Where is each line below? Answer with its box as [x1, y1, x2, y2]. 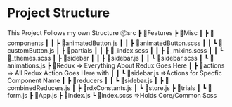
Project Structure [7, 5, 110, 21]
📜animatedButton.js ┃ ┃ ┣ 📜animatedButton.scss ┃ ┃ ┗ [61, 39, 217, 47]
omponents [7, 39, 44, 47]
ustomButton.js [7, 46, 55, 54]
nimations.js [7, 61, 46, 70]
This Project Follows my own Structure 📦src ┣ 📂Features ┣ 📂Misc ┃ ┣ [7, 28, 209, 37]
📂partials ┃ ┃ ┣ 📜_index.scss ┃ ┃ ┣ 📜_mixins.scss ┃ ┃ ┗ [66, 46, 224, 54]
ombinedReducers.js [7, 83, 71, 92]
